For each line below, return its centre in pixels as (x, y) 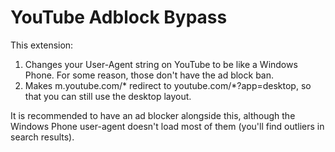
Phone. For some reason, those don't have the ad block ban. (149, 75)
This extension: (42, 45)
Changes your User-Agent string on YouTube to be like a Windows (161, 64)
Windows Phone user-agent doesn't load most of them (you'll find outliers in (167, 126)
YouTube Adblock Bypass (119, 17)
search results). (42, 137)
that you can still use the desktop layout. (108, 96)
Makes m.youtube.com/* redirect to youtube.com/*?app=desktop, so (168, 85)
